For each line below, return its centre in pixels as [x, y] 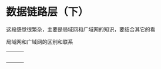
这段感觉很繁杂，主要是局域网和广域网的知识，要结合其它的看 [81, 29]
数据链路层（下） [48, 12]
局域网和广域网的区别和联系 [40, 42]
